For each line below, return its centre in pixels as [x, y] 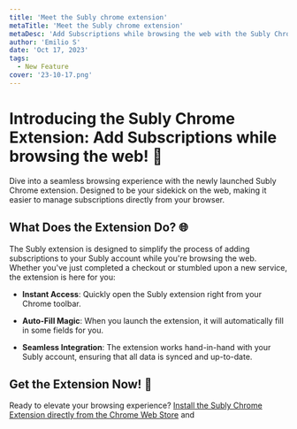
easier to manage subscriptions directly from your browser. [117, 199]
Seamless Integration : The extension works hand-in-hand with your [146, 347]
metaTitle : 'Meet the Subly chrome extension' [96, 26]
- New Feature [43, 67]
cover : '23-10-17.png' [51, 75]
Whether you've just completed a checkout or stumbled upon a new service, [148, 267]
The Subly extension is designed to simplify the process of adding [129, 249]
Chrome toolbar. [51, 303]
